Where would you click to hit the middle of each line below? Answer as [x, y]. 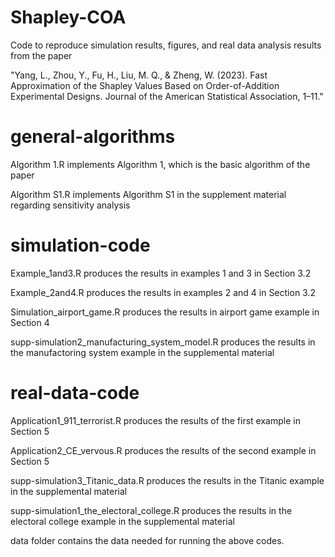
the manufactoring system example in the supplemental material [142, 352]
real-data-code [75, 393]
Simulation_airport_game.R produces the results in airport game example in [165, 312]
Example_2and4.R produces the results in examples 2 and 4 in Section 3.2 [163, 292]
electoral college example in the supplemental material [122, 521]
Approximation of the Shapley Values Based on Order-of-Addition [145, 85]
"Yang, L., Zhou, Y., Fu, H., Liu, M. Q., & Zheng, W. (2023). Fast [139, 75]
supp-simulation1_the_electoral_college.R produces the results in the [151, 510]
